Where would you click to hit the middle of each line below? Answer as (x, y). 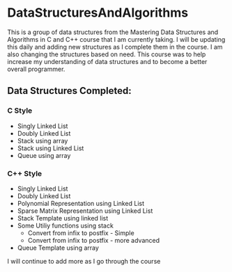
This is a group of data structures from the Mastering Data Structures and (113, 32)
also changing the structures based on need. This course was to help (107, 54)
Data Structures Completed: (70, 91)
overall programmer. (36, 69)
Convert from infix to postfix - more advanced (94, 240)
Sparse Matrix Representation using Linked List (85, 211)
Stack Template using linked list (63, 218)
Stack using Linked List (51, 148)
